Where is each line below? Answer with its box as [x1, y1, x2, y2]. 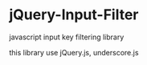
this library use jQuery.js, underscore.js [9, 47, 139, 57]
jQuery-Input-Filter [9, 6, 139, 24]
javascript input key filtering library [9, 32, 125, 42]
